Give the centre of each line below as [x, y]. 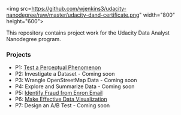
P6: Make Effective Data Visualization [61, 99]
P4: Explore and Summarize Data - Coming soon [75, 86]
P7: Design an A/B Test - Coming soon [62, 105]
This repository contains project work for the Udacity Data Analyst [88, 33]
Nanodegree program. [34, 39]
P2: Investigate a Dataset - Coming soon [65, 74]
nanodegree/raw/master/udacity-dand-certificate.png [73, 15]
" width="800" [157, 15]
